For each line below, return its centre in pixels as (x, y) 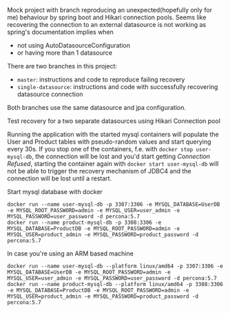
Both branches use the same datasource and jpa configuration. (97, 107)
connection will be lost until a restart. (60, 178)
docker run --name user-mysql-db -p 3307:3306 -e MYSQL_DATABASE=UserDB (114, 205)
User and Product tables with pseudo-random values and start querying (109, 142)
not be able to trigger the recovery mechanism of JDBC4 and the (99, 171)
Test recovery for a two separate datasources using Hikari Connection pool (114, 121)
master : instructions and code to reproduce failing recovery (101, 79)
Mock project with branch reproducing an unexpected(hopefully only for (109, 10)
